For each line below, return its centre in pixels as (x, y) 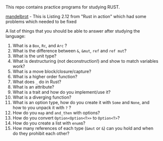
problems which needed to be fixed (41, 22)
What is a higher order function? (45, 77)
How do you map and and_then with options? (56, 113)
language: (16, 36)
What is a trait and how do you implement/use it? (62, 92)
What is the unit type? (34, 56)
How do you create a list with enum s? (49, 123)
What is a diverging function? (42, 97)
